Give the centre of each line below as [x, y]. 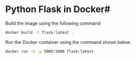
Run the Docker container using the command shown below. [68, 42]
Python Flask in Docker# [58, 9]
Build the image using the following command [53, 23]
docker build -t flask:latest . [39, 32]
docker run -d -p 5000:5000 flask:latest [50, 51]
